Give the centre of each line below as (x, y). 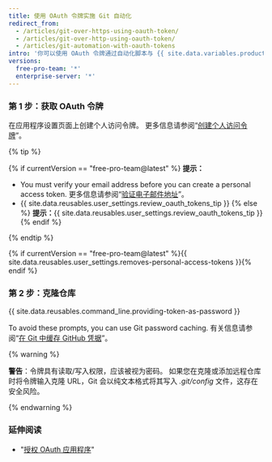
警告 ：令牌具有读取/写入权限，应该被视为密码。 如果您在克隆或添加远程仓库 (135, 371)
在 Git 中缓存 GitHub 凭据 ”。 (66, 338)
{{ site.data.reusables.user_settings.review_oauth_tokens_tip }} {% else (138, 203)
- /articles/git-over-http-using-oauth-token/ (96, 38)
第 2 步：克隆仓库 (42, 293)
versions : (25, 62)
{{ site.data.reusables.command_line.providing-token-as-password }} (124, 311)
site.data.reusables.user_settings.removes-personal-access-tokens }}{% (130, 262)
